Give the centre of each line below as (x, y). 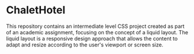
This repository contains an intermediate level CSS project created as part (95, 26)
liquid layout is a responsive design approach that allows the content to (92, 38)
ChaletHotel (36, 10)
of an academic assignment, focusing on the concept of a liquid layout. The (97, 32)
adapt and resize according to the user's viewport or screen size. (85, 45)
